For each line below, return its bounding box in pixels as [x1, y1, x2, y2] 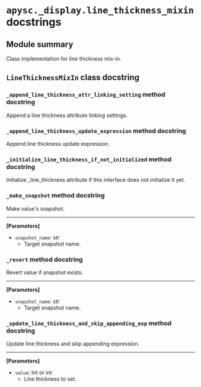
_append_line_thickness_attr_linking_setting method [6, 91, 166, 99]
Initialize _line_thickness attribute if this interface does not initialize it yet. [6, 176, 185, 184]
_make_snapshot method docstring [6, 191, 105, 200]
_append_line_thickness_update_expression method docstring [6, 127, 187, 135]
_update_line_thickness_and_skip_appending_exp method [6, 319, 172, 327]
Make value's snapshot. [6, 205, 65, 212]
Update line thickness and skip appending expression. [6, 340, 140, 347]
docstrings [6, 16, 62, 29]
